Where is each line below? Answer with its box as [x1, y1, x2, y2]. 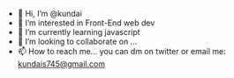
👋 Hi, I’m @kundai [17, 9, 82, 18]
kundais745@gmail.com [17, 59, 106, 69]
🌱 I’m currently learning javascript [17, 27, 140, 37]
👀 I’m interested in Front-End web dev [17, 18, 155, 28]
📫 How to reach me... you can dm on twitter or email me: [17, 46, 227, 56]
